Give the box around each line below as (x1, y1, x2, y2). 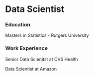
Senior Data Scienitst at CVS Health (5, 56, 78, 62)
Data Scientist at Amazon (5, 66, 57, 72)
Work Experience (5, 45, 48, 52)
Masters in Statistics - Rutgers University (5, 32, 89, 38)
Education (5, 21, 31, 28)
